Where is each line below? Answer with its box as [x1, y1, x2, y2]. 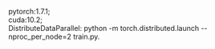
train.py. [73, 32, 100, 41]
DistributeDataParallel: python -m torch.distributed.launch [8, 24, 199, 32]
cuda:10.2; [8, 15, 43, 24]
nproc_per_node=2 [8, 32, 72, 41]
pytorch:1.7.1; [8, 7, 51, 16]
